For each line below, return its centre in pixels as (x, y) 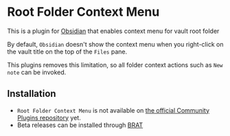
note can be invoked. (37, 72)
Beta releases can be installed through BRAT (80, 125)
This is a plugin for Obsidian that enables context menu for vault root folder (113, 31)
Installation (32, 94)
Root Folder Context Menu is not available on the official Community (113, 110)
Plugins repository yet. (49, 117)
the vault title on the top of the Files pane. (67, 52)
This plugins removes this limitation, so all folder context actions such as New (115, 65)
